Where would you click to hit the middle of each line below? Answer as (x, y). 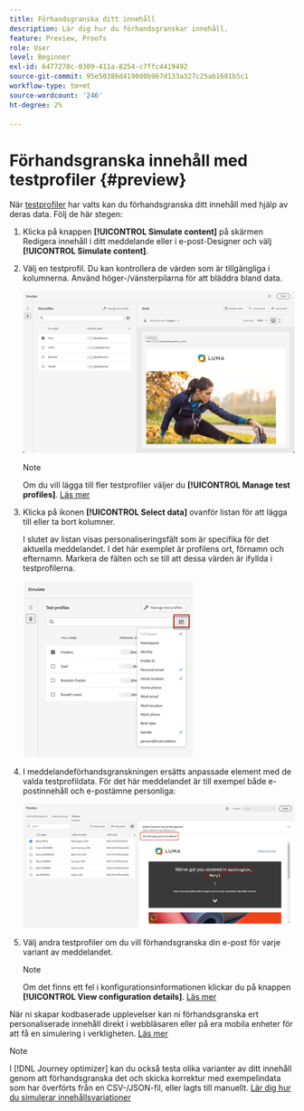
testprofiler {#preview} (98, 180)
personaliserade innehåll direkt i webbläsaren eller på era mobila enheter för (152, 1023)
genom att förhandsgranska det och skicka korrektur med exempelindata (145, 1078)
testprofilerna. (49, 568)
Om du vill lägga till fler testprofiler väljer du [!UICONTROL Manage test (157, 485)
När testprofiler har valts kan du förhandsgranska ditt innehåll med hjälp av (149, 204)
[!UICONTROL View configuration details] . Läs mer (119, 996)
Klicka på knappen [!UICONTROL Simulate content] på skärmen (143, 232)
